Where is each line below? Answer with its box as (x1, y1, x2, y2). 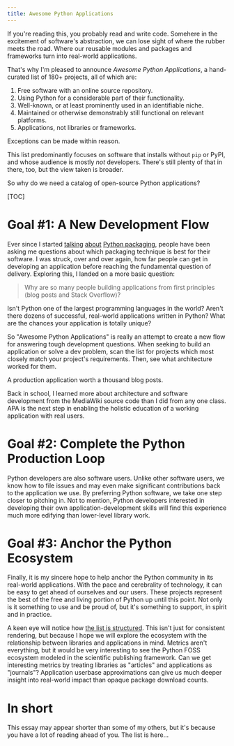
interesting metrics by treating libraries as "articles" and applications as (7, 661, 212, 669)
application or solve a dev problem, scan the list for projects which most (7, 347, 214, 356)
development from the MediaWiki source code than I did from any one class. (7, 396, 226, 405)
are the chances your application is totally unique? (7, 319, 152, 327)
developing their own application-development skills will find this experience (7, 504, 227, 512)
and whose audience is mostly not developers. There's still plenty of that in (7, 158, 223, 166)
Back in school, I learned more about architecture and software (7, 389, 188, 397)
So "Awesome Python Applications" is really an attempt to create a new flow (7, 332, 226, 341)
